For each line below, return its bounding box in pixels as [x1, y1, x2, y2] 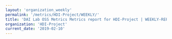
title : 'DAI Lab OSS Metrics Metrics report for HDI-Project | [5, 17, 143, 22]
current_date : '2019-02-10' [5, 26, 66, 31]
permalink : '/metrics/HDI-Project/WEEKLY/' [5, 12, 100, 17]
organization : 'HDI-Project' [5, 21, 68, 27]
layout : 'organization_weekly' [5, 7, 72, 13]
